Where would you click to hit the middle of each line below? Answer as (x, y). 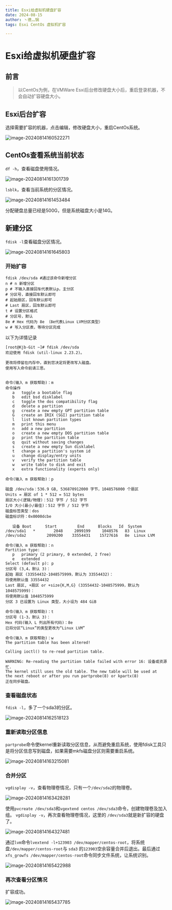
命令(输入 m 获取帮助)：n (30, 545)
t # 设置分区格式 (21, 311)
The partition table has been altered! (48, 642)
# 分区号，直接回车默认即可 (31, 294)
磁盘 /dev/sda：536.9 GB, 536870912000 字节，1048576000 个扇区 (72, 489)
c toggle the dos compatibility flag (55, 401)
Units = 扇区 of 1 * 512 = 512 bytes (45, 495)
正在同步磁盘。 (19, 681)
